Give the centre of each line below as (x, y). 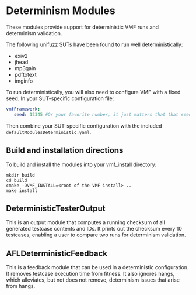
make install (22, 191)
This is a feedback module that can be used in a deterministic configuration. (97, 267)
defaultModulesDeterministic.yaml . (49, 132)
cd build (17, 180)
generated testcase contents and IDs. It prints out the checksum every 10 (94, 229)
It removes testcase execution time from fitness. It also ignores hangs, (90, 274)
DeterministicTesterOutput (56, 208)
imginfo (24, 81)
